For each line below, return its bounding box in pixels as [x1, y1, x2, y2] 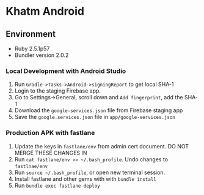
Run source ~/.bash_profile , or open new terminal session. [14, 169, 166, 176]
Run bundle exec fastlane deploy [14, 182, 100, 189]
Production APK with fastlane [5, 129, 95, 137]
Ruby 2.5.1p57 [14, 45, 50, 52]
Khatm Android [5, 4, 85, 18]
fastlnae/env [14, 163, 48, 169]
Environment [5, 29, 56, 39]
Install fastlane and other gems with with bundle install [14, 175, 156, 182]
